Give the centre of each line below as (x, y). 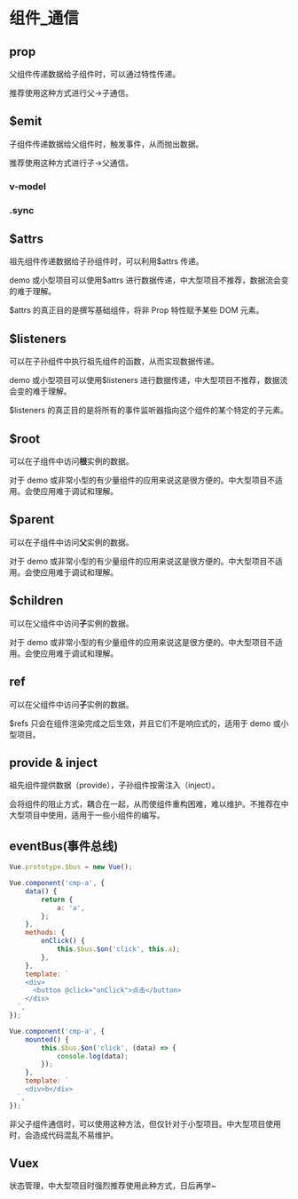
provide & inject (53, 762)
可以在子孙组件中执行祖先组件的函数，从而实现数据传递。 (114, 362)
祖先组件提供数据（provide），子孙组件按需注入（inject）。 (114, 785)
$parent (32, 520)
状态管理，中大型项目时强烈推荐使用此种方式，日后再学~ (113, 1186)
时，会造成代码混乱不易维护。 (63, 1135)
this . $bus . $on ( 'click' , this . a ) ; (118, 949)
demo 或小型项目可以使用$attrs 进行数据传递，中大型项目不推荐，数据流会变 (149, 280)
